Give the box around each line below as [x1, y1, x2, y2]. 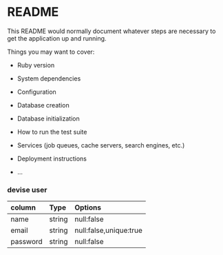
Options [74, 203, 102, 212]
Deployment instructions [17, 154, 87, 163]
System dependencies [17, 74, 81, 83]
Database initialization [17, 114, 81, 123]
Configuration [17, 88, 56, 96]
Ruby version [17, 61, 55, 69]
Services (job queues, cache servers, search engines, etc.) [17, 141, 185, 149]
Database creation [17, 101, 70, 109]
